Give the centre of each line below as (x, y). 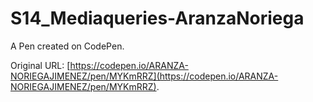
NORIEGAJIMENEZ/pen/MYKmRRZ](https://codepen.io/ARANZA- (144, 76)
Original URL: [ (40, 65)
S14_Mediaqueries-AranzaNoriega (157, 18)
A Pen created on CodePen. (67, 46)
